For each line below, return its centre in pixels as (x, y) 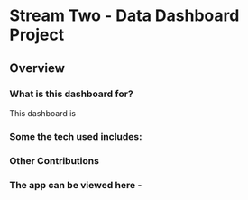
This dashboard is (43, 113)
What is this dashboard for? (71, 94)
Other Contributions (54, 160)
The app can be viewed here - (76, 185)
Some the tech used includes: (76, 136)
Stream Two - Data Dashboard (124, 16)
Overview (37, 68)
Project (37, 35)
